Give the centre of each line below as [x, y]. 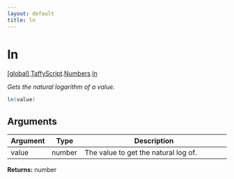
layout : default [31, 14]
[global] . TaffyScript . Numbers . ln [52, 74]
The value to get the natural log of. [141, 153]
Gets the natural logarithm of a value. [61, 87]
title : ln [22, 20]
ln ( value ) [22, 100]
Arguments [32, 121]
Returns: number [32, 170]
